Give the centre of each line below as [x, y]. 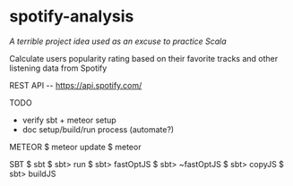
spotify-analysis [72, 17]
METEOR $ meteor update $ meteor [75, 147]
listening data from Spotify [58, 68]
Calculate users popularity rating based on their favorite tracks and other [144, 58]
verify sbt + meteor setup [69, 120]
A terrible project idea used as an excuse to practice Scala [118, 41]
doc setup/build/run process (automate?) [98, 129]
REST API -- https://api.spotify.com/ [76, 85]
